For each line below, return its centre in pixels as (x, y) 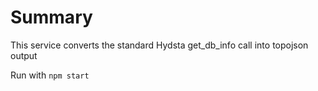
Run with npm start (50, 75)
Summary (51, 17)
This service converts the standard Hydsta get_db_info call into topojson (159, 45)
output (24, 55)
